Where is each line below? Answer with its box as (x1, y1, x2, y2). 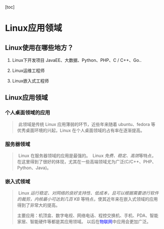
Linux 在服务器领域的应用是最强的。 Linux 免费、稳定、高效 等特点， (18, 153, 156, 159)
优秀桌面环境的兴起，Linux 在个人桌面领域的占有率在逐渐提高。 (17, 127, 145, 133)
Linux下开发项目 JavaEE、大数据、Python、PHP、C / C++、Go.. (12, 57, 142, 63)
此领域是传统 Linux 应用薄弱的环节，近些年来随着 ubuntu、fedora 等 (18, 121, 156, 127)
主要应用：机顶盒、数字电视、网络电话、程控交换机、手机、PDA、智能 (17, 212, 159, 218)
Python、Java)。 (17, 165, 51, 171)
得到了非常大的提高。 (17, 202, 60, 208)
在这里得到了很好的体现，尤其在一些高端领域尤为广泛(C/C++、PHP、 (17, 159, 157, 164)
